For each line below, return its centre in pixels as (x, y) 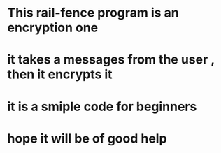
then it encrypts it (60, 74)
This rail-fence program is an (93, 13)
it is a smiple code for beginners (102, 107)
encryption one (53, 28)
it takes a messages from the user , (111, 60)
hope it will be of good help (87, 138)
